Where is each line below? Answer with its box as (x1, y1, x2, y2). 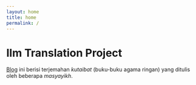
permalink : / (6, 20, 39, 26)
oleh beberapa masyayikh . (6, 72, 73, 80)
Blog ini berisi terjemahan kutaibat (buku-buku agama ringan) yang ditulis (6, 66, 191, 73)
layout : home (6, 8, 39, 15)
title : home (6, 14, 36, 20)
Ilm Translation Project (6, 46, 123, 60)
